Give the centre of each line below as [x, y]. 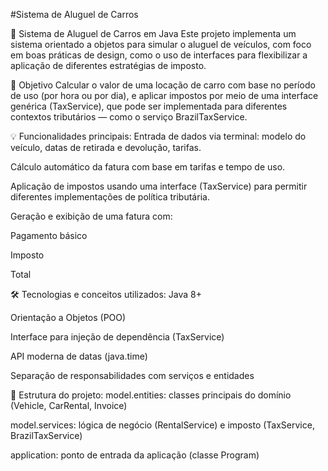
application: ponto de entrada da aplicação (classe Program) [135, 455]
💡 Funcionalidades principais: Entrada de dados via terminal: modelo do [158, 136]
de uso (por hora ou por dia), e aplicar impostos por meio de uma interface [164, 95]
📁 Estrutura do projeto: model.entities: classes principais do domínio [151, 395]
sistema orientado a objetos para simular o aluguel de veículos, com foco [161, 44]
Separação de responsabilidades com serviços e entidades [132, 375]
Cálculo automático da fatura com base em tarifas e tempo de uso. [148, 167]
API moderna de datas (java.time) [79, 356]
